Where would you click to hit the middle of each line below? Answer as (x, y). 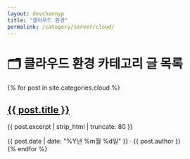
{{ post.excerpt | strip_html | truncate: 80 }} (70, 127)
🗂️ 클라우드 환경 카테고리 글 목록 (95, 63)
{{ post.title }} (39, 110)
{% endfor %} (27, 149)
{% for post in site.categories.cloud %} (64, 88)
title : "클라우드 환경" (38, 20)
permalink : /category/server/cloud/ (61, 27)
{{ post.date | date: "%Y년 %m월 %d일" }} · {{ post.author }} (94, 141)
